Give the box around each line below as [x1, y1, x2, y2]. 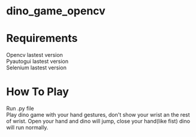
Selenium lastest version [6, 64, 67, 71]
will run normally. [6, 124, 49, 131]
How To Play [6, 85, 69, 99]
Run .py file [6, 105, 34, 112]
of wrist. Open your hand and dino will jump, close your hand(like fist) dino [6, 118, 191, 125]
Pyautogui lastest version [6, 58, 69, 65]
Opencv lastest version [6, 51, 63, 59]
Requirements [6, 32, 78, 45]
